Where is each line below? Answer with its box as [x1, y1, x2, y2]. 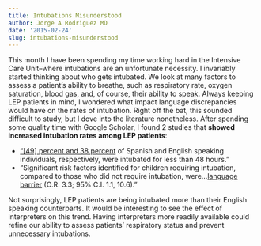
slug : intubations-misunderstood [8, 33, 119, 42]
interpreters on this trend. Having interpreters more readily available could [8, 212, 250, 221]
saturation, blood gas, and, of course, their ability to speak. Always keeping [8, 89, 254, 99]
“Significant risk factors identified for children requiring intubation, [19, 163, 236, 172]
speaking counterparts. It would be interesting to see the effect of [8, 203, 223, 214]
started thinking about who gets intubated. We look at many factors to [8, 72, 236, 81]
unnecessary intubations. [8, 229, 91, 238]
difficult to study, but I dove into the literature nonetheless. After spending [8, 114, 249, 123]
